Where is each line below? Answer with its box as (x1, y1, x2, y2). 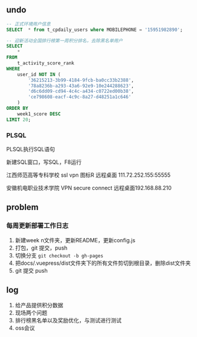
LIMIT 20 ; (6, 117, 32, 123)
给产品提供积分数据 (15, 302, 64, 309)
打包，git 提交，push (15, 244, 68, 251)
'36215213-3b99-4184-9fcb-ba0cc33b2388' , (28, 77, 135, 83)
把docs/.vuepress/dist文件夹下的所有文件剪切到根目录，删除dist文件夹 (15, 259, 191, 267)
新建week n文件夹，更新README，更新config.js (15, 236, 136, 243)
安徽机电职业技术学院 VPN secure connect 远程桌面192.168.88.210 (6, 184, 172, 191)
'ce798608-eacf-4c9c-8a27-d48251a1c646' (28, 94, 132, 100)
